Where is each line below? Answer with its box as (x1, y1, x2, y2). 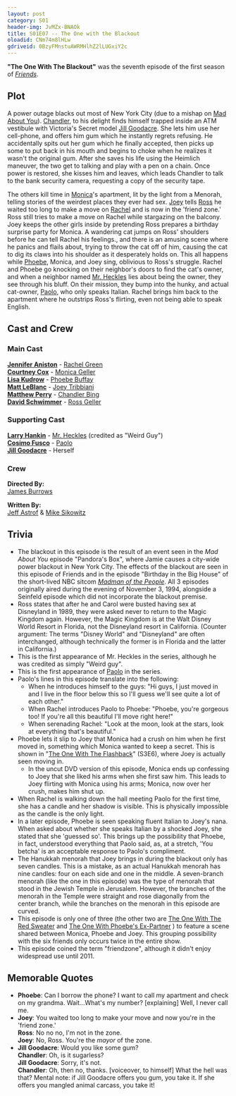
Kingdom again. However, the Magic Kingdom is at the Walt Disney (17, 615, 211, 623)
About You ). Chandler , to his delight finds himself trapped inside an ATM (7, 116, 217, 125)
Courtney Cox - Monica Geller (7, 367, 96, 376)
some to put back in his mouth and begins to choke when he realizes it (7, 146, 213, 155)
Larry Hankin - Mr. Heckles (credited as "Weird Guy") (7, 431, 163, 439)
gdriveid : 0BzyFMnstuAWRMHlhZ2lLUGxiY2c (7, 43, 128, 50)
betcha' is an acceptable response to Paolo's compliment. (17, 846, 186, 855)
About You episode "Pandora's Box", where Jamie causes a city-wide (17, 555, 220, 563)
